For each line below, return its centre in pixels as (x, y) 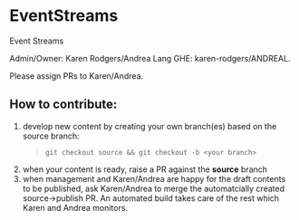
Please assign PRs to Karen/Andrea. (77, 76)
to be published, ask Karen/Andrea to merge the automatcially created (154, 188)
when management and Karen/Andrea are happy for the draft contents (154, 178)
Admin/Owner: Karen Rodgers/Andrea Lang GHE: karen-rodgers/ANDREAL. (150, 58)
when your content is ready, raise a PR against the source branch (145, 169)
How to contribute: (63, 105)
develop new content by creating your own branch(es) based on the (149, 126)
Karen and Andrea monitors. (75, 207)
